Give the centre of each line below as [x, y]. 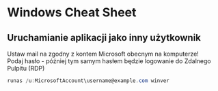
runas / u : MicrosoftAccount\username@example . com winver [88, 81]
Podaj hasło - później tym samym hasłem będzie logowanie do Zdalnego [109, 61]
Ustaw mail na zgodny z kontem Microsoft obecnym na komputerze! [103, 54]
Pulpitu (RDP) [26, 68]
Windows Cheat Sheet [72, 13]
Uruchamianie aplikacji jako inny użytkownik [104, 38]
